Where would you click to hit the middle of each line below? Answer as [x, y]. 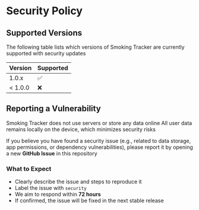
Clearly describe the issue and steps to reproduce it [78, 182]
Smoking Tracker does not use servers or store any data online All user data [99, 123]
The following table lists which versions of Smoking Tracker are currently [96, 47]
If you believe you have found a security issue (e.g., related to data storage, [99, 141]
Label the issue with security [51, 188]
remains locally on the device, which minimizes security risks [81, 129]
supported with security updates [46, 53]
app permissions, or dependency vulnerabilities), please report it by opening [99, 147]
